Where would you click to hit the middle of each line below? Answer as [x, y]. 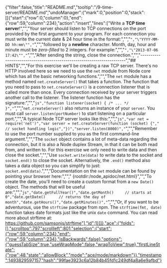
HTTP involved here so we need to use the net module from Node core [78, 71]
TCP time [136, 23]
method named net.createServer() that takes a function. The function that [82, 81]
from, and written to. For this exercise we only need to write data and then [81, 150]
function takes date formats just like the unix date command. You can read [82, 212]
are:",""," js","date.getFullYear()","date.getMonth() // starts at [79, 192]
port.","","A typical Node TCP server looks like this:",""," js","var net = [77, 119]
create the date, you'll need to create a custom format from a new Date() [80, 181]
